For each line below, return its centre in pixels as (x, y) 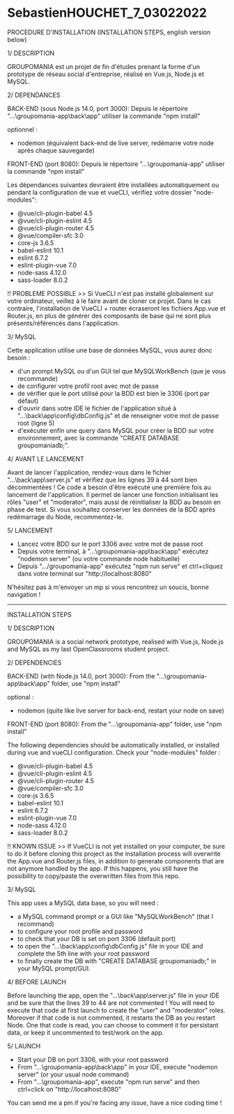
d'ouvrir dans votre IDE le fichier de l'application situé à (97, 408)
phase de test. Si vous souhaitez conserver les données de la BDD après (111, 509)
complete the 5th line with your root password (83, 953)
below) (17, 39)
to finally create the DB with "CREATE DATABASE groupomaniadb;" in (117, 960)
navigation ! (24, 594)
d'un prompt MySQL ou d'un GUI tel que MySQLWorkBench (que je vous (122, 371)
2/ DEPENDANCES (34, 95)
